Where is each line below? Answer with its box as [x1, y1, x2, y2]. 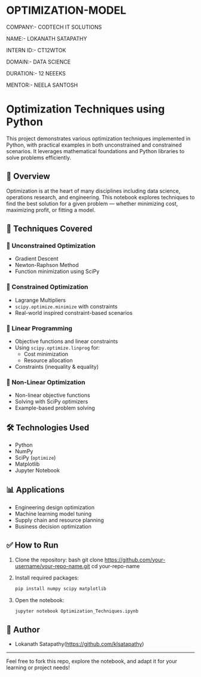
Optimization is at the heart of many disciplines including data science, [6, 187, 181, 195]
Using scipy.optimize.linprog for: [14, 344, 100, 351]
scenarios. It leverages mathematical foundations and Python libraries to [6, 147, 185, 154]
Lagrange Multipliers [14, 296, 66, 303]
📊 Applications [6, 485, 65, 495]
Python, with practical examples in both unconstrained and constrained [6, 141, 182, 148]
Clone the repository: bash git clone [14, 556, 103, 563]
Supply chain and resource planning [14, 516, 104, 524]
